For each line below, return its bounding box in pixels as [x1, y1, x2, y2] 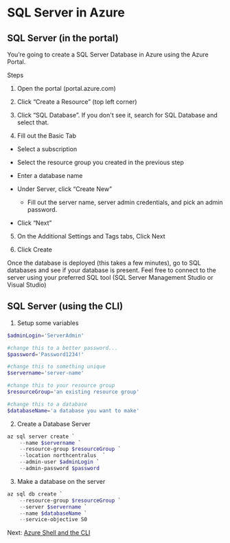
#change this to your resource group [7, 382, 115, 389]
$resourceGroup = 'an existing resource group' [7, 388, 139, 396]
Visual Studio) [7, 280, 47, 289]
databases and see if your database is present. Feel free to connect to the [7, 266, 216, 274]
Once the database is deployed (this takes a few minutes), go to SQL [7, 259, 201, 267]
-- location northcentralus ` [19, 452, 106, 459]
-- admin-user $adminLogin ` [19, 458, 100, 465]
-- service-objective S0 [19, 516, 88, 523]
